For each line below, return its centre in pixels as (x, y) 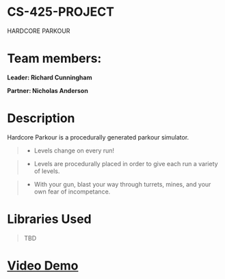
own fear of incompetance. (72, 191)
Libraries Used (49, 219)
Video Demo (43, 266)
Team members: (54, 58)
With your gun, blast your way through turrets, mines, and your (122, 184)
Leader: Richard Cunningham (50, 77)
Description (41, 119)
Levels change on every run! (74, 150)
